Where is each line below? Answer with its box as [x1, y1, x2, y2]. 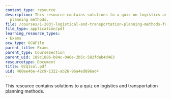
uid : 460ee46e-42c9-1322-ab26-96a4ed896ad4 [5, 69, 99, 74]
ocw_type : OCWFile [5, 41, 44, 46]
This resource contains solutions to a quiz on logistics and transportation [5, 83, 158, 89]
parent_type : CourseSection [5, 50, 65, 55]
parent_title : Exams [5, 45, 49, 50]
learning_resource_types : [5, 31, 60, 36]
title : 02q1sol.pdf [5, 64, 47, 69]
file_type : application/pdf [5, 26, 65, 31]
